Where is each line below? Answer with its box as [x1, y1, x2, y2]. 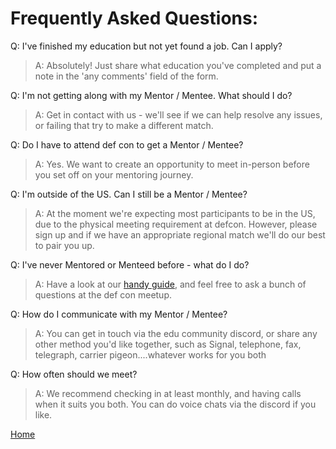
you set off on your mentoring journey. [34, 168, 194, 181]
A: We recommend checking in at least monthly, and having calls [34, 387, 302, 399]
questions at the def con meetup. [34, 288, 173, 301]
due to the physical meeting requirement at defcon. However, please [34, 218, 318, 230]
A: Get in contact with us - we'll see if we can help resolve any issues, [34, 108, 323, 121]
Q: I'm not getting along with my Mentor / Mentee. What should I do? [10, 89, 293, 101]
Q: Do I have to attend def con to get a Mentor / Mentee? [10, 138, 244, 151]
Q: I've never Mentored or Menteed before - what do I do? [10, 258, 250, 271]
